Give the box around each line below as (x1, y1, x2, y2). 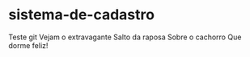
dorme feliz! (8, 40, 49, 50)
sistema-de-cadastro (8, 6, 155, 24)
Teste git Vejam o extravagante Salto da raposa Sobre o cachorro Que (8, 32, 242, 42)
